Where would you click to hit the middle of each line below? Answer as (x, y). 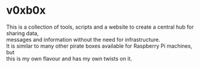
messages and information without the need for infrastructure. (83, 39)
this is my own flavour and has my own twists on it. (69, 58)
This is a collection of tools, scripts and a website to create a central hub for (100, 27)
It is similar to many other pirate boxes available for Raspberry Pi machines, (99, 46)
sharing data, (23, 33)
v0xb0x (26, 10)
